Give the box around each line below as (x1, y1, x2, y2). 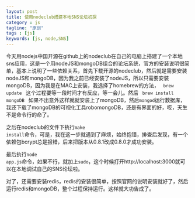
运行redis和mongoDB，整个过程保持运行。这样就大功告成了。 (6, 185, 155, 192)
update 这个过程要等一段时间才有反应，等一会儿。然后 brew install (6, 89, 174, 96)
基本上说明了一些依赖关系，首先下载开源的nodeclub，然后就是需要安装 (16, 67, 187, 74)
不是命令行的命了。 (6, 111, 53, 118)
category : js (6, 19, 41, 25)
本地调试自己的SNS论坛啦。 (16, 165, 83, 172)
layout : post (6, 8, 38, 15)
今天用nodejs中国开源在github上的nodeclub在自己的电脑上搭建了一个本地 (6, 53, 183, 59)
